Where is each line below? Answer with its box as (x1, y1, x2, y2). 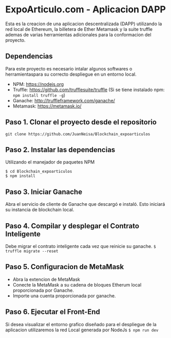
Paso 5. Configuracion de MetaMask (5, 262, 124, 271)
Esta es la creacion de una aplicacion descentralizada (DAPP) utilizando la (5, 21, 162, 27)
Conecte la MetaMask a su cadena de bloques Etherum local (12, 281, 142, 288)
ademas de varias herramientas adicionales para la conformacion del (5, 31, 151, 38)
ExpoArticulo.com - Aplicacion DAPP (5, 4, 166, 15)
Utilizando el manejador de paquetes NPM (5, 159, 95, 165)
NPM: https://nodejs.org (12, 81, 64, 87)
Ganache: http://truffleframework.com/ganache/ (12, 97, 116, 103)
